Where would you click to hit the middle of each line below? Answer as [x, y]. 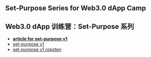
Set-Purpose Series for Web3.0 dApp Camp [75, 8]
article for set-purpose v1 [40, 39]
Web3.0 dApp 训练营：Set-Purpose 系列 [70, 26]
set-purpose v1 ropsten [37, 49]
